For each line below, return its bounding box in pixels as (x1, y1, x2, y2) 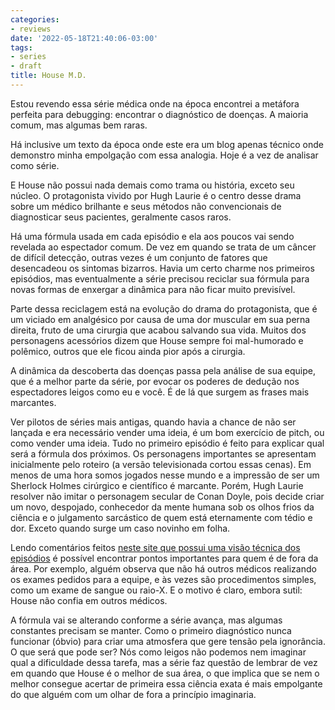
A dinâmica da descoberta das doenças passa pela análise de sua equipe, (10, 364, 316, 376)
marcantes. (10, 396, 57, 408)
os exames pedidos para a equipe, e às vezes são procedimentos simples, (10, 573, 317, 585)
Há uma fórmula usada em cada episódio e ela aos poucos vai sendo (10, 230, 295, 242)
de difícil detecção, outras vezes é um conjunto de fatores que (10, 251, 268, 263)
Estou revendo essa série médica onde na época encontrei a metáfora (10, 97, 300, 110)
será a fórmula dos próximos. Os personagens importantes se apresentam (10, 447, 317, 460)
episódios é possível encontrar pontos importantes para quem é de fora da (10, 552, 319, 564)
